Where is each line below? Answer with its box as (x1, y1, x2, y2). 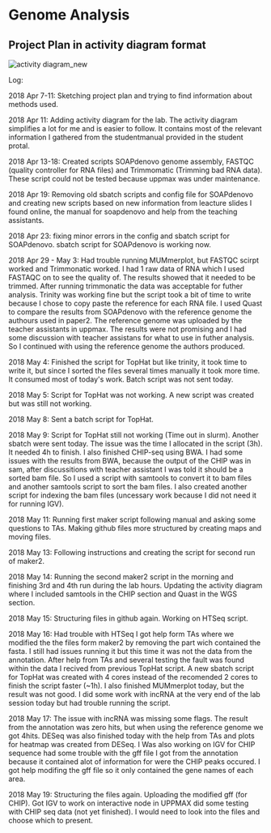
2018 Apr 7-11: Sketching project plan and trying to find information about (8, 91, 252, 100)
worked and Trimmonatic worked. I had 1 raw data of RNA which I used (8, 264, 245, 273)
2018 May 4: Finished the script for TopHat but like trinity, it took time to (8, 357, 248, 366)
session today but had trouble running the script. (8, 698, 171, 707)
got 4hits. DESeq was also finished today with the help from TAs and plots (8, 731, 255, 741)
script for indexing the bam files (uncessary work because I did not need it (8, 490, 257, 500)
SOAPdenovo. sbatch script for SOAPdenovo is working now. (8, 240, 212, 249)
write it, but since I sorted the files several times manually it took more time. (8, 366, 260, 375)
